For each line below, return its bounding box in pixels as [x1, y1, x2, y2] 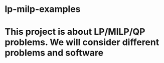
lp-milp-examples [5, 3, 81, 15]
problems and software [5, 47, 104, 59]
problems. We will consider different [5, 37, 159, 48]
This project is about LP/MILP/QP [5, 26, 146, 38]
